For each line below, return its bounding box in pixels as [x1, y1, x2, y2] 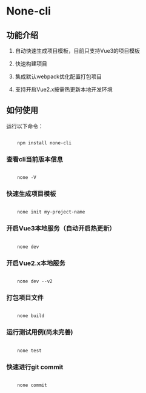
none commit [17, 382, 47, 388]
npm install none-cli [17, 139, 71, 146]
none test [17, 348, 42, 354]
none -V [17, 175, 36, 181]
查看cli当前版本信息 [6, 155, 64, 163]
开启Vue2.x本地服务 [6, 259, 65, 267]
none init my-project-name [17, 209, 85, 215]
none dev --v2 [17, 278, 53, 284]
